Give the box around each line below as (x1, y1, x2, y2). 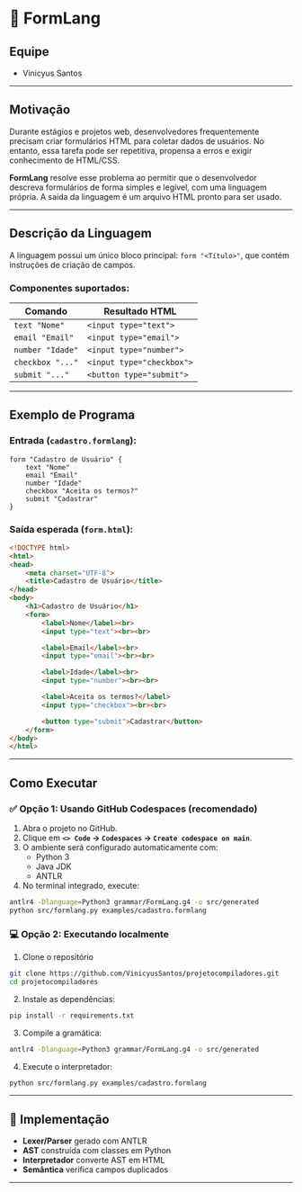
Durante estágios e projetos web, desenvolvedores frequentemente (9, 126, 260, 137)
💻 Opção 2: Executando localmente (9, 928, 169, 940)
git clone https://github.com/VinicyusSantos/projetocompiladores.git (9, 969, 280, 979)
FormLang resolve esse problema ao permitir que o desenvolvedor (9, 172, 258, 183)
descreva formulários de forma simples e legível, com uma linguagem (9, 182, 267, 193)
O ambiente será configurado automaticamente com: (22, 841, 218, 853)
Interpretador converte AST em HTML (22, 1155, 165, 1166)
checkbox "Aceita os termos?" (25, 486, 139, 496)
